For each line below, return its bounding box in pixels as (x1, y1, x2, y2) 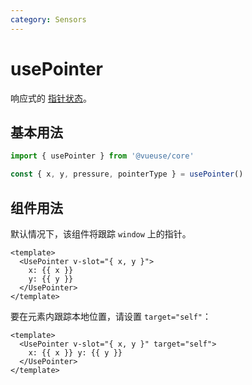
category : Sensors (10, 14, 87, 25)
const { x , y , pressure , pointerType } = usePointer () (10, 169, 244, 180)
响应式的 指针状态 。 (10, 92, 92, 104)
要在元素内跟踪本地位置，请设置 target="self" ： (10, 310, 212, 322)
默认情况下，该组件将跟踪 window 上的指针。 (10, 227, 192, 240)
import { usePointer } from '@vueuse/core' (10, 151, 195, 161)
